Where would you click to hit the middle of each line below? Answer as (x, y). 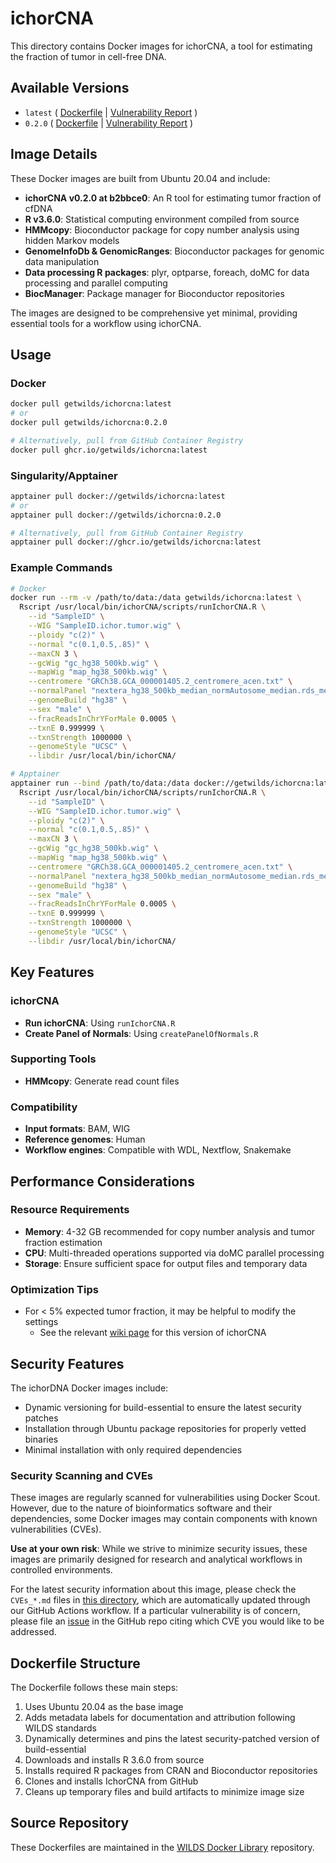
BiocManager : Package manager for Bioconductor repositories (154, 293)
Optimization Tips (54, 1289)
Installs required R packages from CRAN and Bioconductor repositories (171, 1771)
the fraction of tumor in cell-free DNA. (88, 56)
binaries (41, 1439)
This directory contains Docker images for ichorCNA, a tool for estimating (161, 46)
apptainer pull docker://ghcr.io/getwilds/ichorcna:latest (136, 542)
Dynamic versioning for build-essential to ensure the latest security (163, 1407)
